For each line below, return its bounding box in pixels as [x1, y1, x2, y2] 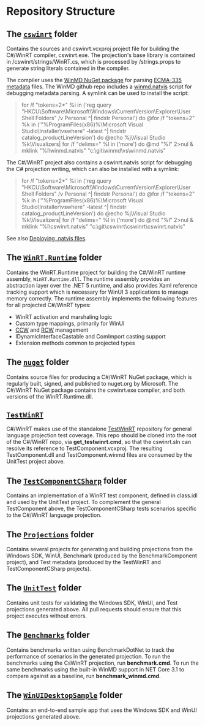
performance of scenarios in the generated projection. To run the [6, 652, 171, 660]
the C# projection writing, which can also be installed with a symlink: [6, 166, 179, 172]
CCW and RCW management [15, 326, 89, 334]
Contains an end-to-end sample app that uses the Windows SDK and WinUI [6, 706, 197, 714]
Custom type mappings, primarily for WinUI [15, 319, 125, 327]
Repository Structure [6, 4, 116, 18]
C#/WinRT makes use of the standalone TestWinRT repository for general [6, 425, 192, 433]
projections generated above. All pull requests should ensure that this [6, 605, 182, 613]
